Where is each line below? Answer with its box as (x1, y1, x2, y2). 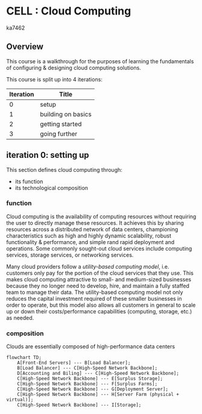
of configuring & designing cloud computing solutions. (6, 64, 142, 71)
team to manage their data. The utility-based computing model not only (6, 288, 183, 296)
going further (40, 130, 78, 138)
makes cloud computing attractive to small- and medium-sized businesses (6, 275, 192, 283)
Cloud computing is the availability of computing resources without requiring (6, 213, 197, 220)
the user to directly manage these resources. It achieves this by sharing (6, 219, 184, 227)
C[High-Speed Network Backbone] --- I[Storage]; (17, 402, 142, 408)
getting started (40, 119, 82, 128)
